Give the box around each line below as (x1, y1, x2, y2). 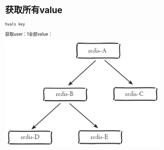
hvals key (5, 22, 26, 27)
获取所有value (5, 4, 63, 16)
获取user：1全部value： (5, 31, 53, 37)
